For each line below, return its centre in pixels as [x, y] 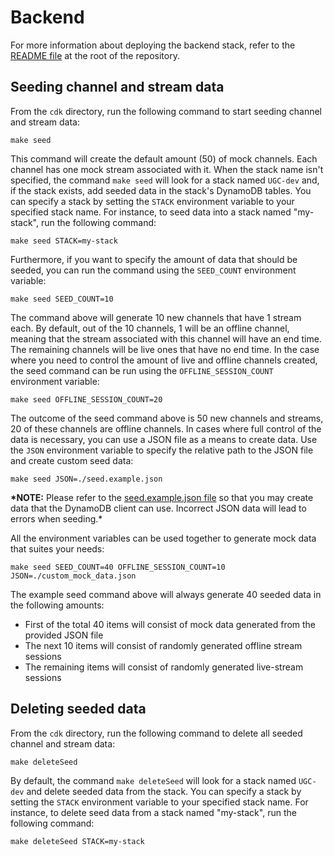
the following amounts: [57, 605]
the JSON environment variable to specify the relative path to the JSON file [162, 450]
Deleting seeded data [78, 709]
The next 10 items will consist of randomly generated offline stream [163, 645]
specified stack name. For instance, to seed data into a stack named [151, 212]
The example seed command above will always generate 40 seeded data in [166, 594]
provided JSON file [64, 635]
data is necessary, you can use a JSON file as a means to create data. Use [164, 439]
